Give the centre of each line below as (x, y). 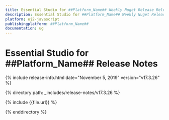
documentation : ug (24, 28)
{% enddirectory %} (26, 112)
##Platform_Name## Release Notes (81, 64)
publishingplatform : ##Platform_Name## (47, 24)
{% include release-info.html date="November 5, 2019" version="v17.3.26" (82, 77)
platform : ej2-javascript (32, 19)
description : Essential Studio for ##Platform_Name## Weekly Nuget (77, 14)
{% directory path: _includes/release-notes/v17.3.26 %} (63, 92)
